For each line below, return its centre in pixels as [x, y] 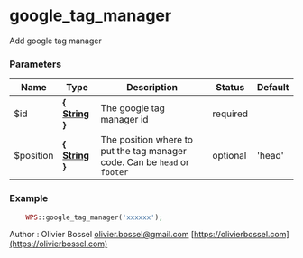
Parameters [35, 64]
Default [273, 88]
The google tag [133, 108]
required [230, 114]
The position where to [147, 140]
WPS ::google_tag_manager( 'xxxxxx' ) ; [95, 217]
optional [230, 156]
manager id [124, 120]
